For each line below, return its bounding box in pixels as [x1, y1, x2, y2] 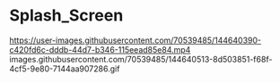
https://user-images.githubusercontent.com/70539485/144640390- [9, 35, 262, 46]
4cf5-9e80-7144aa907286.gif [9, 63, 120, 74]
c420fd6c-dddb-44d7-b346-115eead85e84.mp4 [9, 44, 191, 54]
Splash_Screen [9, 5, 124, 26]
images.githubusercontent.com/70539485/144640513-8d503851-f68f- [9, 54, 273, 64]
